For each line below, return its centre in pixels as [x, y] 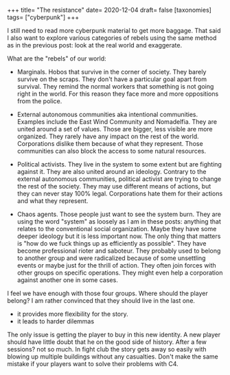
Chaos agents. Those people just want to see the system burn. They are [119, 214]
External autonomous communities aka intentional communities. [107, 114]
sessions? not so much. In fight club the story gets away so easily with [107, 349]
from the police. [39, 101]
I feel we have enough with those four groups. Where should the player [107, 293]
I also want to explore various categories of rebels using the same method [112, 38]
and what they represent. [53, 201]
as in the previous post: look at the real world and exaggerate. [95, 45]
